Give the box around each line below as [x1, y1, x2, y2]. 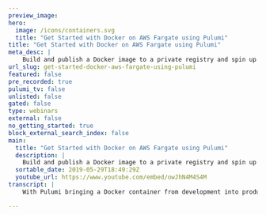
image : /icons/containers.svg [15, 26, 115, 34]
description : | [15, 151, 66, 159]
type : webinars [8, 107, 59, 115]
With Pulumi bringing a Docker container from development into [22, 187, 239, 196]
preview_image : [8, 11, 59, 20]
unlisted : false [8, 92, 62, 100]
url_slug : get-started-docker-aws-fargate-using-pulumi [8, 63, 196, 71]
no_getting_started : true [8, 122, 93, 130]
